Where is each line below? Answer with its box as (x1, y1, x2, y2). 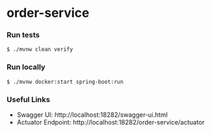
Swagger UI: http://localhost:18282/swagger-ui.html (16, 110, 168, 119)
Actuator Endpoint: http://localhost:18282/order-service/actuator (16, 118, 205, 127)
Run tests (6, 30, 40, 40)
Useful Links (6, 94, 51, 104)
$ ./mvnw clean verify (6, 46, 73, 53)
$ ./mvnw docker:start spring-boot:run (6, 78, 124, 85)
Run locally (6, 62, 46, 72)
